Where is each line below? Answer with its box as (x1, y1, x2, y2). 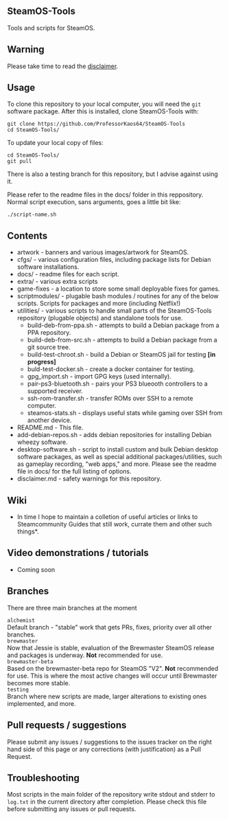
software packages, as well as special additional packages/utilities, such (16, 453, 222, 461)
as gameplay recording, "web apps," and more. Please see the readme (16, 460, 217, 468)
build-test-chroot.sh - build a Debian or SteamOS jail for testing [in (27, 351, 216, 359)
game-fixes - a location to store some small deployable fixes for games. (16, 285, 221, 293)
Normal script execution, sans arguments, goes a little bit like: (7, 198, 182, 206)
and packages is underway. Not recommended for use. (7, 651, 163, 659)
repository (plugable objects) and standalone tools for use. (16, 314, 183, 322)
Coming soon (16, 565, 56, 573)
